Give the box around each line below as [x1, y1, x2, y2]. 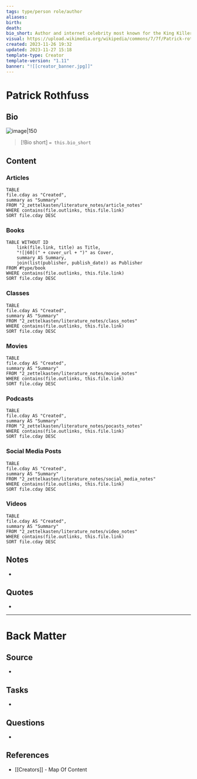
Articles [6, 173, 29, 182]
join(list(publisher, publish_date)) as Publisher [16, 260, 143, 266]
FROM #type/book [6, 265, 46, 271]
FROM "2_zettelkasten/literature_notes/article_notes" [6, 202, 143, 209]
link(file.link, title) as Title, [16, 245, 101, 250]
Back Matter [6, 629, 67, 643]
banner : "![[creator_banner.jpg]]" [6, 63, 93, 69]
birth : [6, 19, 22, 25]
